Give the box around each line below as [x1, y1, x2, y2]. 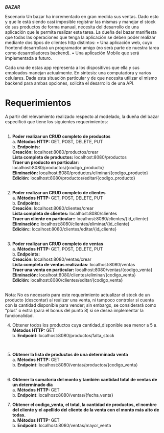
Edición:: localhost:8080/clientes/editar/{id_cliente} [12, 226, 117, 232]
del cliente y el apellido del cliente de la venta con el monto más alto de [12, 407, 160, 412]
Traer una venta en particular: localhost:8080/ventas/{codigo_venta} [12, 267, 153, 273]
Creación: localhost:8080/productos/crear [12, 149, 99, 155]
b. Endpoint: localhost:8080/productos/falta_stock [12, 332, 115, 338]
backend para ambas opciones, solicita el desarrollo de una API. [5, 80, 135, 86]
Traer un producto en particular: [12, 159, 79, 165]
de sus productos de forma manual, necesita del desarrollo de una [5, 24, 139, 30]
